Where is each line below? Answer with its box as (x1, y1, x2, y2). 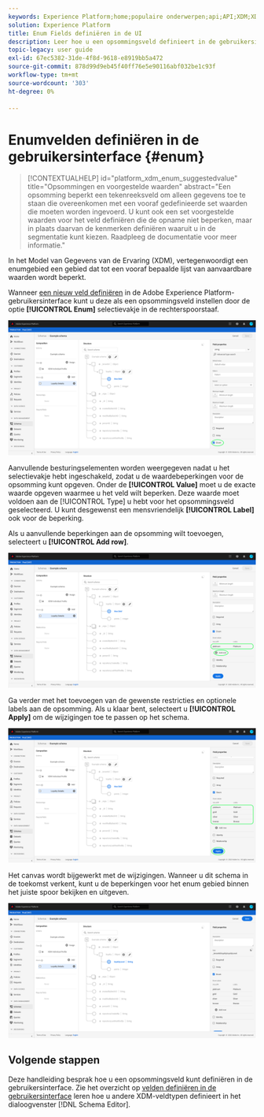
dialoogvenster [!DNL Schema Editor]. (8, 1100, 131, 1109)
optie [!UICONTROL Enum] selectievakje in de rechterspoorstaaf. (8, 304, 220, 315)
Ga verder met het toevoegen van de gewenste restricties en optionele (8, 695, 237, 705)
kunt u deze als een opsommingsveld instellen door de (73, 296, 251, 306)
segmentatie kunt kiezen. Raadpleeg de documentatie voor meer (27, 233, 237, 242)
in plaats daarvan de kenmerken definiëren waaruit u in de (27, 224, 216, 233)
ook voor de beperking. (8, 513, 84, 523)
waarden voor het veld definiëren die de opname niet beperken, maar (27, 215, 253, 225)
